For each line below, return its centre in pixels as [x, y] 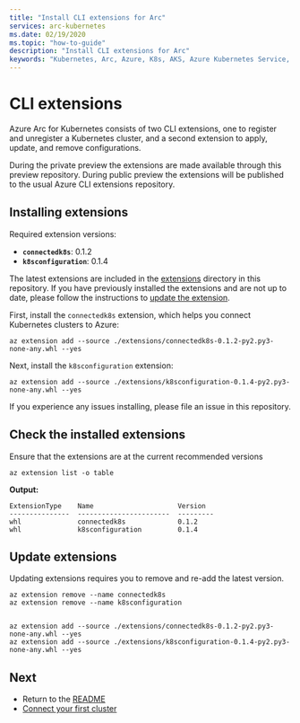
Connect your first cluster [69, 709]
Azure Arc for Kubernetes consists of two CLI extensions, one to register [143, 128]
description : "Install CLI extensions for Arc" [100, 51]
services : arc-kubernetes [57, 26]
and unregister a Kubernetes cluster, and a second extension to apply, [138, 138]
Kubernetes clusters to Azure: [64, 324]
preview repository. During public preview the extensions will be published [146, 174]
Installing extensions [69, 212]
